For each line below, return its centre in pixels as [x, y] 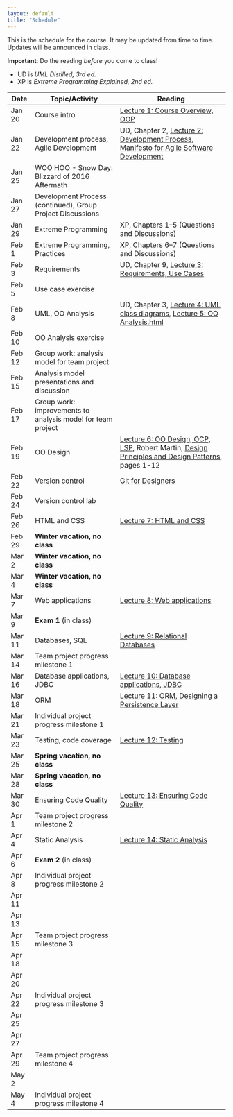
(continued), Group [66, 205]
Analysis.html [142, 322]
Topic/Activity [74, 99]
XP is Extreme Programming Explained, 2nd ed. [85, 81]
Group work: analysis [69, 353]
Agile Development [66, 148]
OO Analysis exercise [69, 337]
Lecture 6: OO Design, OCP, [165, 439]
